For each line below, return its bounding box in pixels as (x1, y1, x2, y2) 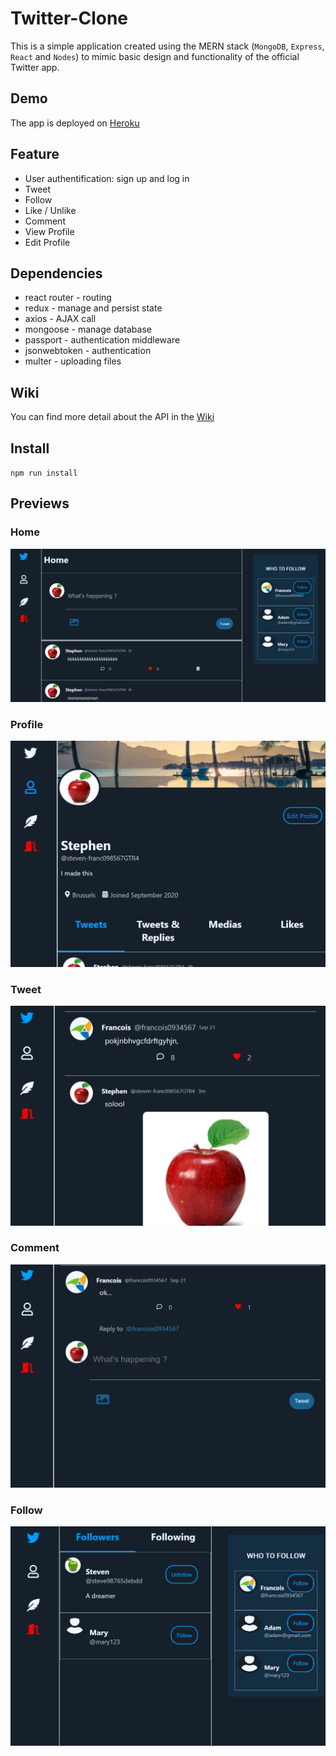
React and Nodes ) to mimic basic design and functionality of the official (10, 50, 300, 62)
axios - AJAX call (24, 313, 97, 325)
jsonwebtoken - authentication (24, 345, 152, 357)
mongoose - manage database (24, 323, 152, 336)
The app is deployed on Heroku (10, 117, 140, 129)
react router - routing (24, 292, 112, 304)
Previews (10, 495, 70, 512)
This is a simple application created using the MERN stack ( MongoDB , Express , (10, 40, 325, 52)
